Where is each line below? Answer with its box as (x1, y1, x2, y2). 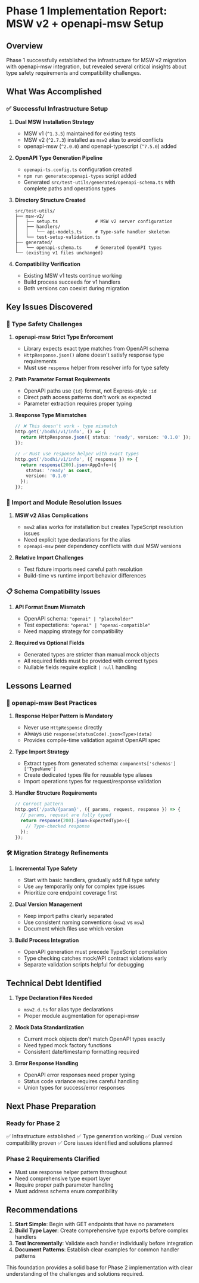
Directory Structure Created (14, 196, 86, 203)
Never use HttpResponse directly (23, 724, 102, 731)
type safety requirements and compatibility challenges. (6, 69, 142, 76)
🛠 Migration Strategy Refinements (6, 849, 108, 857)
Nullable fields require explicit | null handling (23, 663, 137, 671)
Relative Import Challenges (14, 554, 84, 561)
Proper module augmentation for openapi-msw (23, 1012, 139, 1019)
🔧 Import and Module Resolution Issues (6, 498, 122, 506)
